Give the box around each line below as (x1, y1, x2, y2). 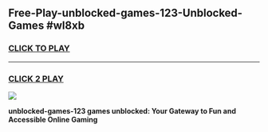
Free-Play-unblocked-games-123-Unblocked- (8, 6, 243, 20)
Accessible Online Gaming (8, 114, 98, 124)
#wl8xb (46, 19, 85, 33)
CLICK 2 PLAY (8, 73, 64, 84)
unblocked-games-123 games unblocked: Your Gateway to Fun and (8, 106, 237, 115)
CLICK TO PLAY (8, 43, 70, 54)
